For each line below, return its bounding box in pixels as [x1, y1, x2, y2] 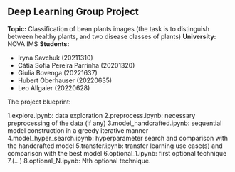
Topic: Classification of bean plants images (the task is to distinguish [7, 24, 210, 33]
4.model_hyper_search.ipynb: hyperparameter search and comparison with [7, 134, 229, 142]
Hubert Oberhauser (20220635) [17, 76, 113, 85]
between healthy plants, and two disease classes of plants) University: [7, 32, 216, 41]
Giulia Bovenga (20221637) [17, 68, 98, 77]
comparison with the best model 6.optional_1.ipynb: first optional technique [7, 149, 227, 157]
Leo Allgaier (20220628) [17, 83, 90, 92]
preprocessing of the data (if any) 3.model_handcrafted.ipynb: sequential [7, 119, 222, 127]
